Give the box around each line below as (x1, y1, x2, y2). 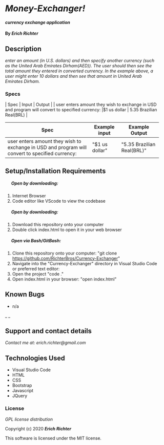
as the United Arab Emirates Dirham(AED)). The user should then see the (5, 63, 152, 69)
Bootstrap (12, 382, 32, 388)
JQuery (12, 393, 28, 399)
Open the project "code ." (12, 271, 64, 276)
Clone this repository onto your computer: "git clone (12, 250, 117, 256)
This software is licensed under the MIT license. (5, 435, 102, 441)
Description (5, 44, 41, 53)
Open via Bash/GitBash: (11, 238, 61, 244)
